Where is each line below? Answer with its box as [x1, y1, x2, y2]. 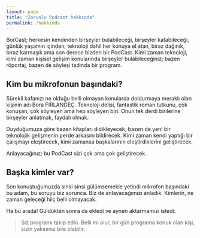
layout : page [6, 8, 39, 15]
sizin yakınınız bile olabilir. [20, 225, 85, 232]
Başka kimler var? [6, 167, 74, 177]
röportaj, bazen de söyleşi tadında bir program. [6, 62, 122, 69]
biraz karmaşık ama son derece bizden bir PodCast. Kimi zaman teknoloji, [6, 49, 187, 56]
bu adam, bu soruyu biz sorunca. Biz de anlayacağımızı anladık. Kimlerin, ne [6, 190, 194, 196]
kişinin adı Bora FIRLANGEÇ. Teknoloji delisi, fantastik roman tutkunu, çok [6, 101, 187, 108]
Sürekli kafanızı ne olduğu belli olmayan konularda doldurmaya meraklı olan [6, 95, 192, 102]
